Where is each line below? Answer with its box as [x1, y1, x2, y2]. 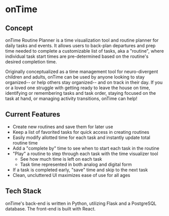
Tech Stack [5, 187, 41, 196]
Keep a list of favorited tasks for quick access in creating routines [12, 129, 149, 135]
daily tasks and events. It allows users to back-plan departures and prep [5, 43, 156, 49]
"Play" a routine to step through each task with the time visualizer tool [12, 151, 158, 157]
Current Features [5, 110, 61, 119]
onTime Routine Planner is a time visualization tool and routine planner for [5, 37, 159, 43]
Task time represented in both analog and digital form [20, 161, 132, 167]
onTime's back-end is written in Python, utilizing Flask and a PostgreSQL [5, 200, 157, 206]
